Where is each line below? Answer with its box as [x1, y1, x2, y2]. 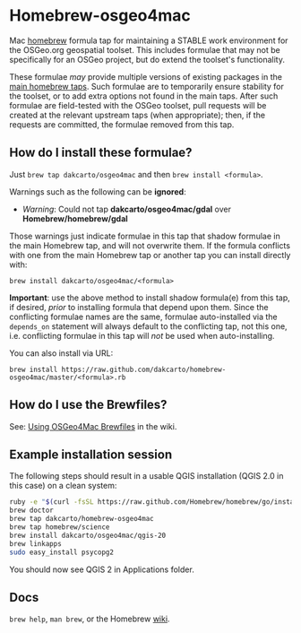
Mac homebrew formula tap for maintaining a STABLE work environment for [9, 35, 288, 46]
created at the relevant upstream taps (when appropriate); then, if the [9, 109, 266, 120]
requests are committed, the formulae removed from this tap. [9, 118, 235, 130]
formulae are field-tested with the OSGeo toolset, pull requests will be [9, 100, 267, 110]
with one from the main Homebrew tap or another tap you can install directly [9, 249, 291, 260]
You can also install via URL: [9, 347, 114, 359]
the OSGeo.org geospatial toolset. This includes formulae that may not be [9, 44, 280, 55]
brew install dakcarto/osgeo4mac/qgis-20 [9, 531, 167, 540]
